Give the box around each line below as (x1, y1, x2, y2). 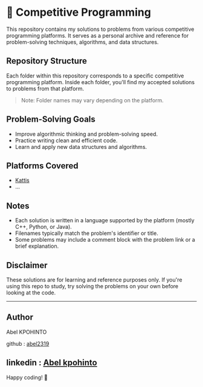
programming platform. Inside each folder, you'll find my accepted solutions (6, 78, 195, 85)
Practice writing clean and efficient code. (14, 136, 118, 144)
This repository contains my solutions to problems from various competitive (6, 25, 195, 33)
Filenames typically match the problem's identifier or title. (14, 230, 158, 237)
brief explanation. (14, 242, 59, 250)
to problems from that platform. (6, 85, 85, 92)
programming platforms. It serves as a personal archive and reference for (6, 31, 189, 39)
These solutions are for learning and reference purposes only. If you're (6, 276, 182, 283)
